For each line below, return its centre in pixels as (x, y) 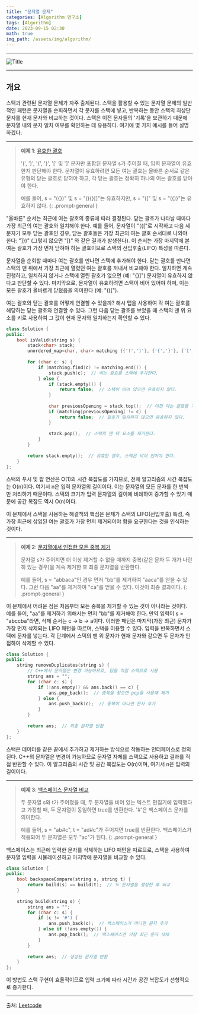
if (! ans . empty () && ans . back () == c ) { (88, 687)
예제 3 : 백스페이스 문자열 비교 (54, 790)
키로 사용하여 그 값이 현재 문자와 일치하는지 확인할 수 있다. (84, 318)
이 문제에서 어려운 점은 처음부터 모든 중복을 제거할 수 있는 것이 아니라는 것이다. (97, 606)
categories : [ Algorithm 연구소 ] (44, 17)
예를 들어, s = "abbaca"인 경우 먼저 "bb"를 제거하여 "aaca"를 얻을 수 (101, 579)
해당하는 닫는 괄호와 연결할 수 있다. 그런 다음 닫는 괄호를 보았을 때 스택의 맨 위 (96, 310)
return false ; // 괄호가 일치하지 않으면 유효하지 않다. (122, 417)
